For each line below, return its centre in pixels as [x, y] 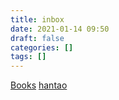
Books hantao [39, 85]
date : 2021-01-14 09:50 [60, 29]
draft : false [37, 38]
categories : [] [42, 47]
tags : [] [28, 57]
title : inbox [37, 19]
